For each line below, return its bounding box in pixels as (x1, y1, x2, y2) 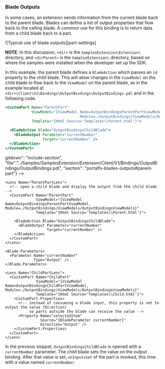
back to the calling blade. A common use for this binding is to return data (5, 25, 153, 31)
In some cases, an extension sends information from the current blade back (5, 15, 159, 21)
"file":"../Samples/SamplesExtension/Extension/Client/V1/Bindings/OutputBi (5, 160, 158, 166)
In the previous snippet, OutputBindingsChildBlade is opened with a (5, 343, 141, 350)
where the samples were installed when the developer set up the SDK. (5, 60, 147, 66)
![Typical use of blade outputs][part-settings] (5, 40, 97, 46)
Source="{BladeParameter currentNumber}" (40, 318, 126, 323)
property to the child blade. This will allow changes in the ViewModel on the (5, 75, 156, 81)
